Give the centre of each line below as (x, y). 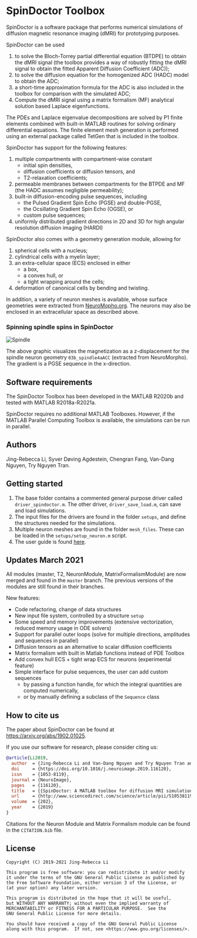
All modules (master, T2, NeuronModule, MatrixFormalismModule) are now (96, 574)
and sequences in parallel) (47, 641)
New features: (23, 598)
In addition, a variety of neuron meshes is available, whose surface (87, 299)
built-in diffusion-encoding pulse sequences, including (81, 196)
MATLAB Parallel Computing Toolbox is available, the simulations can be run (98, 420)
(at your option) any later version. (52, 888)
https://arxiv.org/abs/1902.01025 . (46, 736)
